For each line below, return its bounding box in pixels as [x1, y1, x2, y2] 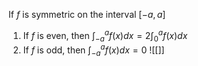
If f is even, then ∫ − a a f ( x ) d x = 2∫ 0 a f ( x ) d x [22, 28, 188, 44]
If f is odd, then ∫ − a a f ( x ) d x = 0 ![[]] [22, 42, 165, 58]
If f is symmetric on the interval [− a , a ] [8, 9, 166, 20]
